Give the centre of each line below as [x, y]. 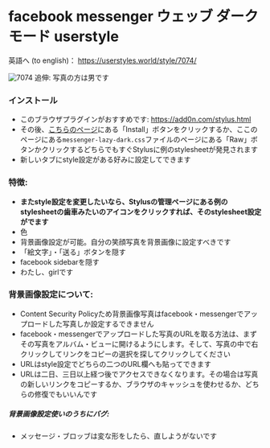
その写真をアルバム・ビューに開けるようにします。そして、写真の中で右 [139, 343]
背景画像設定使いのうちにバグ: [59, 414]
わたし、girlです [47, 272]
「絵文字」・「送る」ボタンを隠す [73, 252]
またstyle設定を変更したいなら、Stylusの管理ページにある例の [124, 201]
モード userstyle [63, 37]
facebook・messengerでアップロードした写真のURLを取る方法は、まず [138, 334]
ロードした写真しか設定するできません [90, 323]
